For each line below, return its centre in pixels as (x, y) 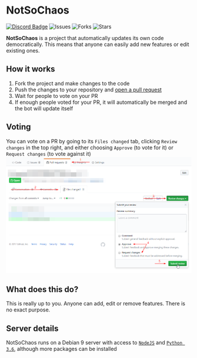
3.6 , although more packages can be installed (62, 349)
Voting (19, 127)
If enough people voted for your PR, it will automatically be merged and (101, 102)
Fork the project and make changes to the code (72, 83)
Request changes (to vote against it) (49, 153)
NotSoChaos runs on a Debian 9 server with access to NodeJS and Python (94, 343)
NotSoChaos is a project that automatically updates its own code (85, 38)
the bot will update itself (44, 108)
